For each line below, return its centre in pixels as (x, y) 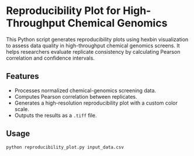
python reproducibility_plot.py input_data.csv (65, 147)
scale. (22, 109)
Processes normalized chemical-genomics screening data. (85, 90)
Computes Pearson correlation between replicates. (76, 96)
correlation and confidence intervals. (51, 58)
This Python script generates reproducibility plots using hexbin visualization (97, 39)
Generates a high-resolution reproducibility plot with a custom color (96, 103)
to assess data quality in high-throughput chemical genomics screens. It (93, 46)
